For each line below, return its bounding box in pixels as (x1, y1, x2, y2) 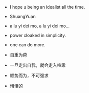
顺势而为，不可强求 (9, 73, 49, 78)
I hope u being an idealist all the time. (9, 4, 85, 10)
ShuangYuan (9, 14, 36, 19)
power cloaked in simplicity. (9, 33, 66, 38)
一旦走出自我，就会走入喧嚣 (9, 62, 66, 68)
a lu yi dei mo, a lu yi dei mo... (9, 23, 70, 29)
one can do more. (9, 42, 45, 48)
